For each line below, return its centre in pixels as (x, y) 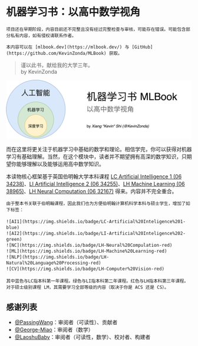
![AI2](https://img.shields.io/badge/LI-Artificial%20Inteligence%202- (96, 234)
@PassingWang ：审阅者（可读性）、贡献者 (66, 322)
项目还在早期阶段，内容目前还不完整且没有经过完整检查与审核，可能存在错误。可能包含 (96, 29)
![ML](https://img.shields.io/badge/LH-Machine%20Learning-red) (87, 252)
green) (14, 240)
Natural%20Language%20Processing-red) (54, 263)
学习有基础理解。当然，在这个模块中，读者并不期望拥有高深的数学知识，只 (96, 156)
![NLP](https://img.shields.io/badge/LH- (58, 257)
